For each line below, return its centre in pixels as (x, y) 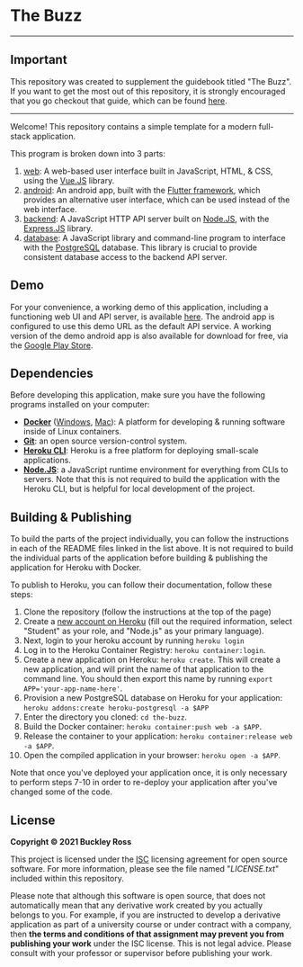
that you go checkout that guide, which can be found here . (119, 101)
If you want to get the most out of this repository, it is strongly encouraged (148, 91)
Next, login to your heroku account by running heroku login (134, 640)
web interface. (50, 209)
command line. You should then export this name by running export (148, 679)
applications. (47, 461)
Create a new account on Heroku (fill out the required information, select (158, 622)
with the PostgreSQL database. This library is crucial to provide (140, 247)
